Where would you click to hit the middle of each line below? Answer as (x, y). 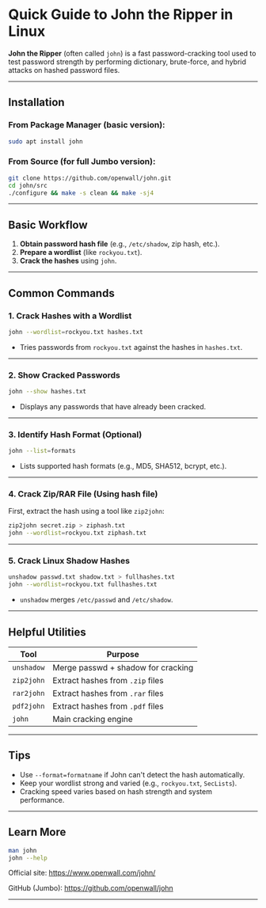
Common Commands (61, 293)
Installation (36, 103)
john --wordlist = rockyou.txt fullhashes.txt (83, 585)
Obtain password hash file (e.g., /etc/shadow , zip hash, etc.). (120, 244)
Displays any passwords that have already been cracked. (113, 406)
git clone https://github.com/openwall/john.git (90, 178)
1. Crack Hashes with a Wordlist (70, 316)
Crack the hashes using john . (68, 261)
